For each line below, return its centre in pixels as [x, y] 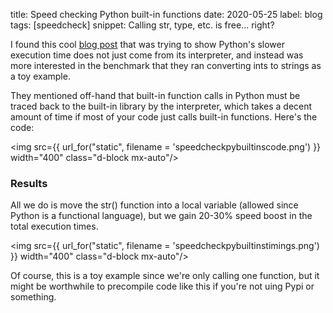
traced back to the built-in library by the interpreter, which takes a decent [161, 106]
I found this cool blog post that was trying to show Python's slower [147, 44]
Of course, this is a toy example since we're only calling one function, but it [165, 276]
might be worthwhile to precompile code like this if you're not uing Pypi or [162, 286]
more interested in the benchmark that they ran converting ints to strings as [166, 65]
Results [29, 183]
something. [33, 297]
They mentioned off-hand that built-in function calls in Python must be [155, 95]
